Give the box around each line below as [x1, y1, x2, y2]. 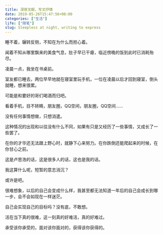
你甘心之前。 [5, 146, 31, 152]
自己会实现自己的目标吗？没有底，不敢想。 [5, 204, 90, 210]
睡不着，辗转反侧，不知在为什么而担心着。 [5, 39, 90, 45]
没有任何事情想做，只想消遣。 [5, 113, 65, 119]
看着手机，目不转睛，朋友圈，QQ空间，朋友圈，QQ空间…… [5, 103, 124, 109]
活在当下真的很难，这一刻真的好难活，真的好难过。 [5, 215, 107, 220]
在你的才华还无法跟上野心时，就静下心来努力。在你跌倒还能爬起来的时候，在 [5, 140, 158, 146]
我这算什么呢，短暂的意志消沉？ [5, 167, 69, 173]
